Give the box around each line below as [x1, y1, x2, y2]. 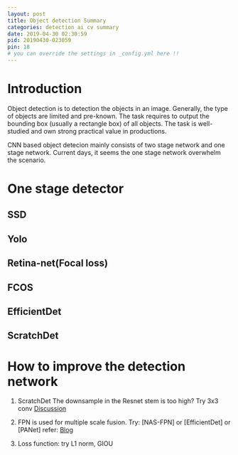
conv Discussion [17, 405, 67, 413]
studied [7, 127, 30, 135]
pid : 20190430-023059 [7, 37, 72, 44]
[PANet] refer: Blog [17, 426, 73, 434]
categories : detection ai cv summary [7, 23, 119, 31]
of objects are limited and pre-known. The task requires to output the [7, 112, 210, 120]
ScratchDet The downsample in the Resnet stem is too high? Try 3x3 [17, 397, 219, 405]
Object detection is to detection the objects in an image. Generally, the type [7, 104, 229, 112]
